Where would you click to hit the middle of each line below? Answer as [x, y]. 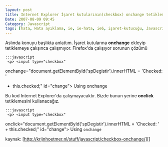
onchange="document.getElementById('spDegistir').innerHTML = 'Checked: [84, 71]
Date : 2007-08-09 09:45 [30, 19]
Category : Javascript [28, 24]
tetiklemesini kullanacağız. [32, 101]
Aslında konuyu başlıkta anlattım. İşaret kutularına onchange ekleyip [75, 43]
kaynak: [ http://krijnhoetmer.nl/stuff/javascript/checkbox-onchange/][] [78, 139]
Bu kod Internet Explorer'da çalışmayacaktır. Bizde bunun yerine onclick [79, 96]
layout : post [19, 10]
